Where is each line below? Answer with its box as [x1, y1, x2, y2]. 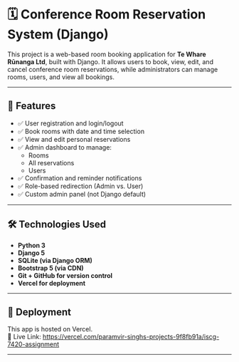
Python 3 [17, 241, 46, 249]
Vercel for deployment [17, 279, 86, 287]
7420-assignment [7, 340, 60, 348]
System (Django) [7, 26, 109, 43]
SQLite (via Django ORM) [17, 256, 92, 264]
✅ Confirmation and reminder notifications [17, 173, 142, 182]
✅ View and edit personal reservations [17, 135, 131, 143]
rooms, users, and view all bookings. [7, 73, 115, 81]
